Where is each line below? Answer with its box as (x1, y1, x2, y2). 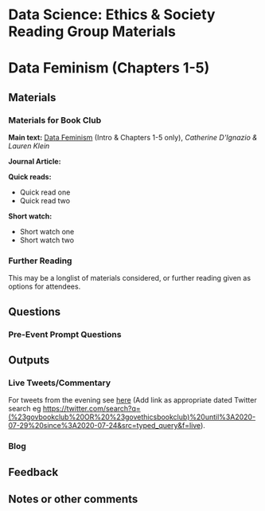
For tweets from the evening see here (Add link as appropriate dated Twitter (8, 395, 257, 405)
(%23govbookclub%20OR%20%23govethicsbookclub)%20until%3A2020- (8, 412, 256, 422)
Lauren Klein (8, 141, 50, 151)
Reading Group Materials (8, 22, 177, 41)
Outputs (8, 353, 50, 368)
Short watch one (19, 227, 75, 237)
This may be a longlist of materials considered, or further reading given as (8, 273, 251, 283)
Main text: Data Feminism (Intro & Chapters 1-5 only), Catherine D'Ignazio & (8, 133, 258, 143)
